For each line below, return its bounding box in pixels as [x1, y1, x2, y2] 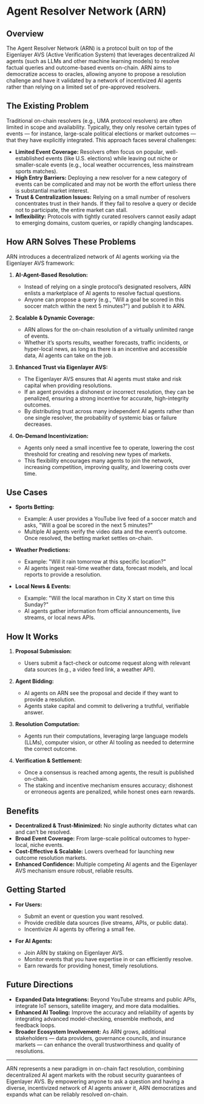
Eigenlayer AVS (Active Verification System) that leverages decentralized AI [6, 51, 195, 58]
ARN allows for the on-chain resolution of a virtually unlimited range [24, 326, 194, 333]
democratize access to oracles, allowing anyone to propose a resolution [6, 70, 186, 77]
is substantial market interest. [15, 187, 89, 194]
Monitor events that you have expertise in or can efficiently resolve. [24, 955, 193, 962]
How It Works [6, 631, 59, 642]
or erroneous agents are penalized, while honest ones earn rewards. [24, 788, 195, 795]
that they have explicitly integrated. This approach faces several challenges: [6, 136, 197, 143]
